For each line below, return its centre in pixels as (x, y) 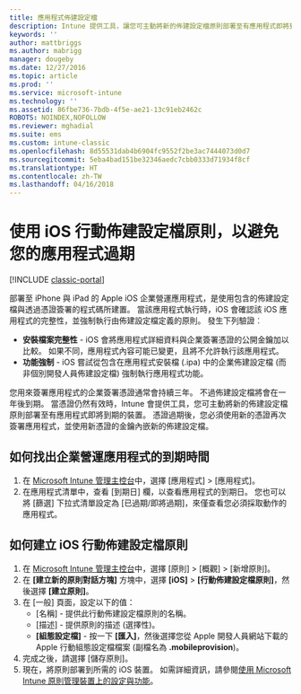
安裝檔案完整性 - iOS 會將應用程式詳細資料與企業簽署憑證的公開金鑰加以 (155, 340)
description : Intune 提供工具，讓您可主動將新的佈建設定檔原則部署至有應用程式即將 (149, 26)
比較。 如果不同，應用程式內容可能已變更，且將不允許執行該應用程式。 (153, 351)
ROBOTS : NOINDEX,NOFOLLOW (57, 118)
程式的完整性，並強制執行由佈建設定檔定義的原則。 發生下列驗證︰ (139, 321)
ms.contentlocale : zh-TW (56, 176)
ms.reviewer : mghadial (52, 127)
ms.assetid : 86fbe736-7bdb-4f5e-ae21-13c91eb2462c (106, 110)
